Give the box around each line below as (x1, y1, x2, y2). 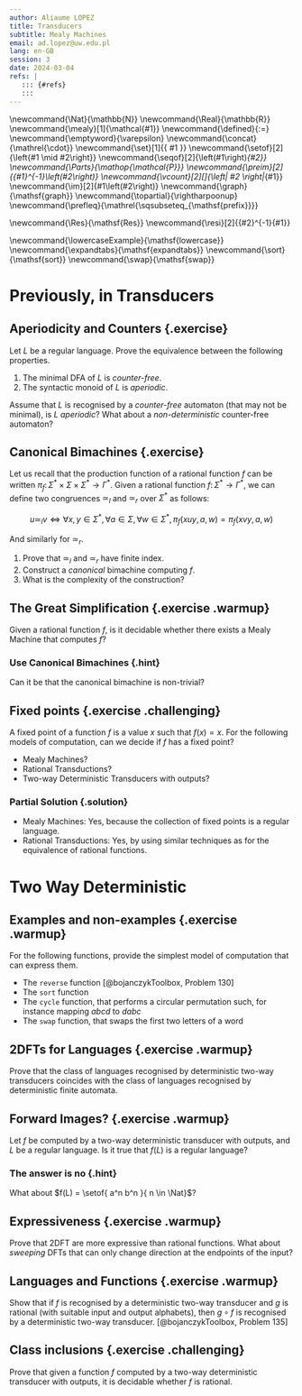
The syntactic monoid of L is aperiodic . (22, 381, 169, 392)
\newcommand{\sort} (206, 244, 286, 255)
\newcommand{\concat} (166, 133, 257, 143)
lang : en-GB (9, 47, 54, 56)
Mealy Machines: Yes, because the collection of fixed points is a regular (22, 816, 290, 827)
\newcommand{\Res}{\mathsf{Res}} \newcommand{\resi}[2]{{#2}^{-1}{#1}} (9, 217, 291, 228)
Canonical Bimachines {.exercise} (9, 444, 205, 460)
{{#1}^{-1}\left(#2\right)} (9, 170, 99, 181)
